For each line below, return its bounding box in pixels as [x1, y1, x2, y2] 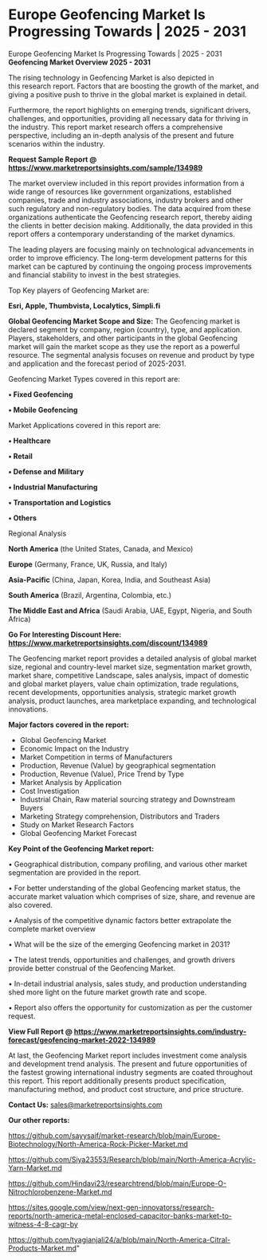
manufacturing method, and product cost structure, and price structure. [8, 1084, 244, 1093]
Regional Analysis [8, 528, 67, 538]
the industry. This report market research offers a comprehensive [8, 122, 223, 131]
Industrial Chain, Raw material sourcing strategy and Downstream [19, 795, 235, 804]
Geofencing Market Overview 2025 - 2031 [8, 57, 151, 67]
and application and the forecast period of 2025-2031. [8, 359, 187, 368]
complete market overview [8, 924, 96, 933]
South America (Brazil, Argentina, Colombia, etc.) [8, 590, 172, 599]
